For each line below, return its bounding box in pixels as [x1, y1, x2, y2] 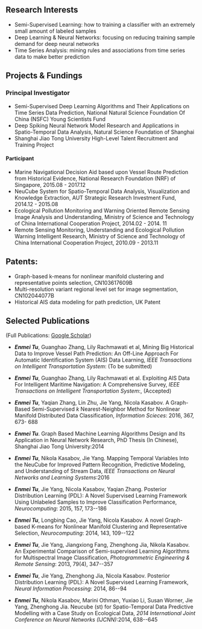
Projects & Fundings [5, 71, 83, 81]
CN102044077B [14, 292, 55, 299]
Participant [5, 155, 34, 162]
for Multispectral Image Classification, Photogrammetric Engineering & [14, 554, 191, 561]
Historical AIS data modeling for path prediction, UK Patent [14, 298, 161, 305]
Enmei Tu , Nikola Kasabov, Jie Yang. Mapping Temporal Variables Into [14, 455, 189, 462]
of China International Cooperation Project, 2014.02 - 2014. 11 [14, 220, 167, 227]
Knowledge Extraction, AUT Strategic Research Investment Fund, [14, 194, 177, 201]
